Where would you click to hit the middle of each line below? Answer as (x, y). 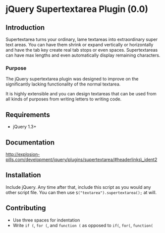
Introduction (25, 28)
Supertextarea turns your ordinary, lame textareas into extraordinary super (82, 39)
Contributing (26, 208)
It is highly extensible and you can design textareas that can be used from (81, 94)
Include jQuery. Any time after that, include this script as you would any (78, 187)
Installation (23, 175)
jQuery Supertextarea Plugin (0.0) (77, 9)
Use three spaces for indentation (46, 220)
